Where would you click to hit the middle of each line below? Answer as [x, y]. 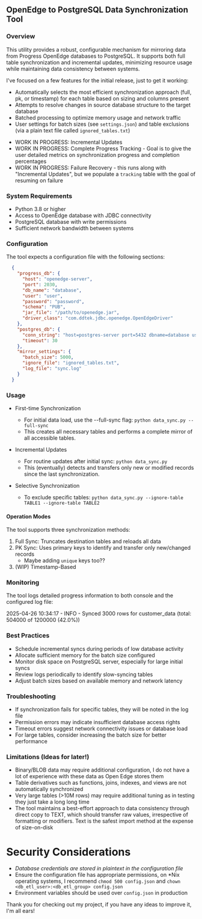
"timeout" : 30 [40, 340]
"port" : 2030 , [40, 284]
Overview [21, 37]
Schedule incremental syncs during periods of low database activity [99, 648]
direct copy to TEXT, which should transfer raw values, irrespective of [101, 815]
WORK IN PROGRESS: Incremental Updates [69, 142]
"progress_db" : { [39, 274]
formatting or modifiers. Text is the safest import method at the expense [104, 821]
